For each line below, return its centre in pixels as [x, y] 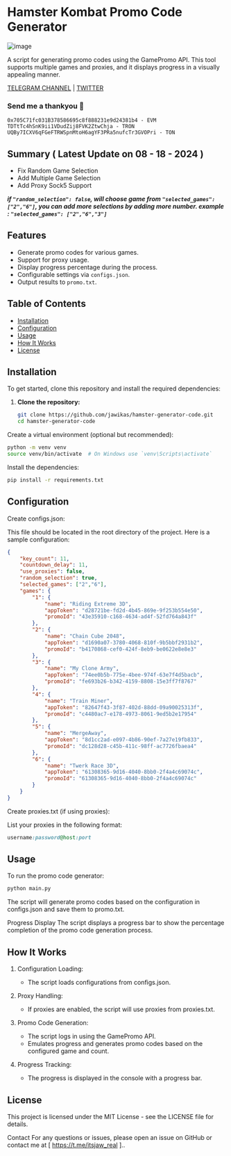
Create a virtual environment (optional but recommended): [91, 435]
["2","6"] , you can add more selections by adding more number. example [115, 207]
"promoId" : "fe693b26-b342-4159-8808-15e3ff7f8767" [120, 682]
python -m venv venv [37, 448]
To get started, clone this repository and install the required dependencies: [114, 389]
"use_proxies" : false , [52, 571]
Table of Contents [47, 304]
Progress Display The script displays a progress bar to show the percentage [116, 923]
